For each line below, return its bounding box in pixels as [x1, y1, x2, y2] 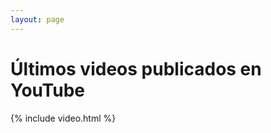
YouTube [10, 79, 85, 101]
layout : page [10, 14, 65, 25]
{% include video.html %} [10, 112, 117, 124]
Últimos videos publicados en [10, 57, 262, 80]
